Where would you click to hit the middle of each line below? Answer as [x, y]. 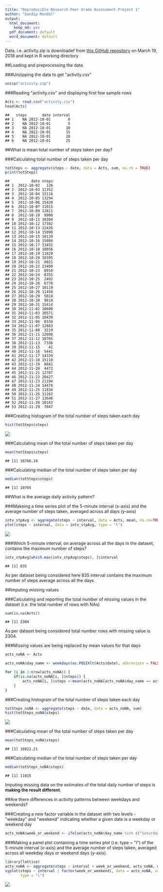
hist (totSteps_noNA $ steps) [32, 713]
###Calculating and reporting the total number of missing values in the [76, 599]
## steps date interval [38, 115]
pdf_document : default [32, 32]
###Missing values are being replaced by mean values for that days [73, 646]
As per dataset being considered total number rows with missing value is [78, 631]
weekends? [16, 804]
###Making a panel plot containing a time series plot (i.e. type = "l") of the [79, 842]
